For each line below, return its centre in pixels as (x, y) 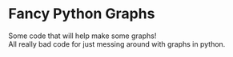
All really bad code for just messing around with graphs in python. (117, 44)
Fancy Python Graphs (82, 14)
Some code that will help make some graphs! (82, 36)
